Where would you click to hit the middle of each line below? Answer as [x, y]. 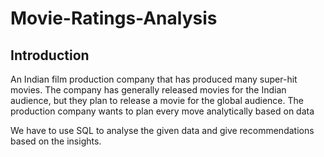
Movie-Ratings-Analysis [114, 18]
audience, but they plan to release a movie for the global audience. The [157, 100]
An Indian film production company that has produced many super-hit [154, 79]
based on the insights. [56, 141]
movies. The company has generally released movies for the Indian [148, 90]
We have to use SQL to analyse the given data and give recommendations [162, 130]
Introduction [50, 55]
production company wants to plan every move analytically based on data [162, 111]
